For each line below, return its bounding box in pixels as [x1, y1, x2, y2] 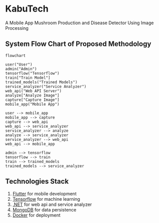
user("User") [5, 62, 33, 67]
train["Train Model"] [5, 75, 51, 80]
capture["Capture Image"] [5, 97, 59, 102]
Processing [5, 25, 29, 31]
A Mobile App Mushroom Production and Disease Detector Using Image [5, 20, 154, 26]
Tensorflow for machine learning [12, 196, 81, 202]
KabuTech [5, 3, 49, 15]
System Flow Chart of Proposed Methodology [5, 40, 151, 48]
